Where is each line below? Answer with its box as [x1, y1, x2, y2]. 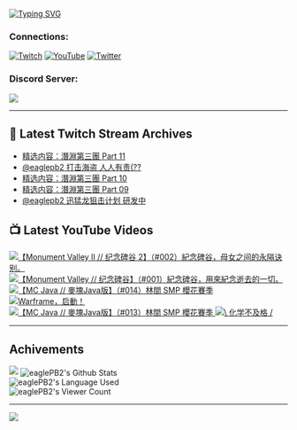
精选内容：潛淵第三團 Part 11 [21, 151, 126, 161]
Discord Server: [9, 73, 79, 85]
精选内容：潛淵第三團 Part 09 [21, 184, 130, 195]
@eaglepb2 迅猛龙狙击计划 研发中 [21, 195, 147, 206]
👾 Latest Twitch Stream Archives [9, 126, 193, 141]
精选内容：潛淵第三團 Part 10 [21, 173, 128, 184]
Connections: [9, 30, 69, 43]
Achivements [9, 341, 85, 356]
